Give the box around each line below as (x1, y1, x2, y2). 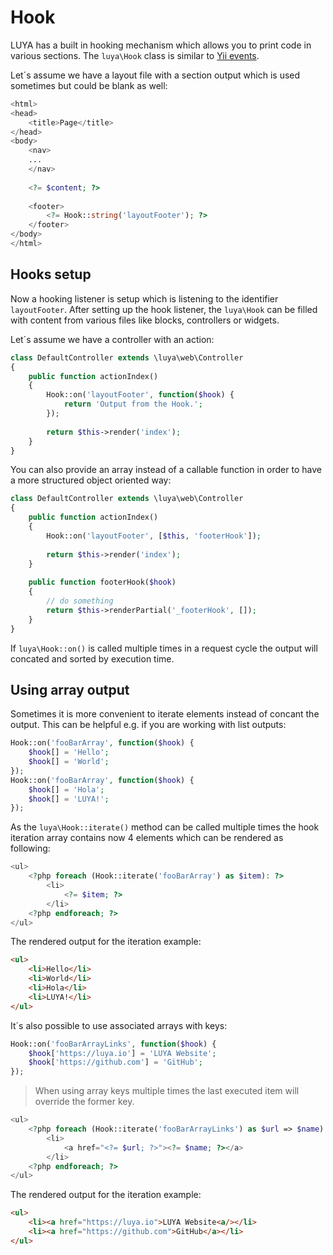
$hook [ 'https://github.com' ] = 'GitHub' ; (28, 1057, 203, 1068)
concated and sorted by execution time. (10, 652, 175, 665)
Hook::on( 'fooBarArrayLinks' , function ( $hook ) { (10, 1039, 217, 1049)
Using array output (10, 681, 130, 698)
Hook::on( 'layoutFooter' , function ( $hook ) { (46, 390, 235, 400)
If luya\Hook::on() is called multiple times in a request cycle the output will (10, 642, 318, 654)
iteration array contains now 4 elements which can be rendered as (10, 832, 284, 844)
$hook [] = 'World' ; (28, 757, 110, 767)
